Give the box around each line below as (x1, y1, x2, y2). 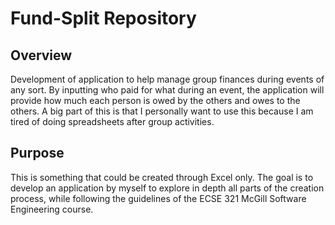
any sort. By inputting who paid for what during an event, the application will (10, 84, 325, 96)
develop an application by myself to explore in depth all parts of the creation (10, 182, 325, 194)
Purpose (10, 145, 65, 162)
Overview (10, 47, 73, 64)
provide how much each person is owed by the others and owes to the (10, 95, 301, 106)
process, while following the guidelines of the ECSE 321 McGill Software (10, 192, 307, 204)
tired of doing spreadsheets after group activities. (10, 116, 215, 127)
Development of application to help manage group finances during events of (10, 73, 325, 85)
